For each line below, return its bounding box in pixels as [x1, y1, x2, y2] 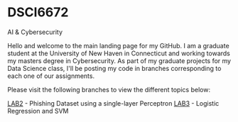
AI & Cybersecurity [7, 28, 63, 36]
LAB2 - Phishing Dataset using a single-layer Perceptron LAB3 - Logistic [7, 99, 220, 107]
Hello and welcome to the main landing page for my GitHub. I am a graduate [7, 41, 229, 50]
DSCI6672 [7, 4, 69, 21]
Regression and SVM [7, 106, 69, 115]
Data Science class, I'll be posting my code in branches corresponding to [7, 64, 222, 72]
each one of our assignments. [7, 72, 94, 80]
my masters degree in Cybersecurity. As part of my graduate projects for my [7, 56, 232, 65]
